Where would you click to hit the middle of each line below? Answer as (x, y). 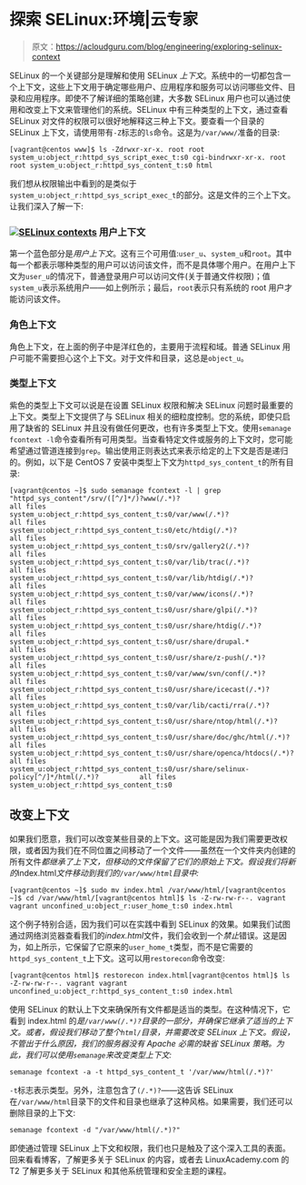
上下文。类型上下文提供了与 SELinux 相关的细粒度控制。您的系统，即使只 (146, 417)
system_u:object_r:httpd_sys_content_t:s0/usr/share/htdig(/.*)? (135, 626)
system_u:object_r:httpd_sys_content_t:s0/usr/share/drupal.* (129, 642)
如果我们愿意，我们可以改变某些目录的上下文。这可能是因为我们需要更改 (144, 839)
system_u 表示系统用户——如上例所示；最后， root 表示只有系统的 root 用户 (147, 287)
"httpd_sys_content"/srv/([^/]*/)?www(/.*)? (95, 498)
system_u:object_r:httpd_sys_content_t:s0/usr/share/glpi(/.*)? (133, 610)
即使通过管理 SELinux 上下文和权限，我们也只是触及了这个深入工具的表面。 (150, 1148)
